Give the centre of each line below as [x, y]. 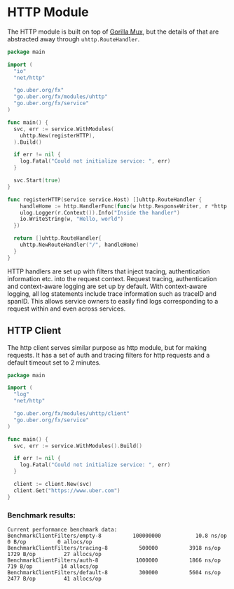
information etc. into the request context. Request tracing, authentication [112, 278]
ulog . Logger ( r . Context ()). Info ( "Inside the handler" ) [100, 212]
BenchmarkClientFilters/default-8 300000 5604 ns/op [114, 572]
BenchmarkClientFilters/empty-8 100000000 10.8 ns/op [117, 536]
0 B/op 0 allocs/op [50, 542]
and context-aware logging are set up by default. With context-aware [107, 286]
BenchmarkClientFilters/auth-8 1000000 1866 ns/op [114, 560]
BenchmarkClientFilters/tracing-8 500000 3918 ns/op [114, 548]
